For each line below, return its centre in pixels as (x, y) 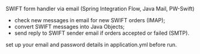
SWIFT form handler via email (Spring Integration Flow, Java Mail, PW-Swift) (100, 9)
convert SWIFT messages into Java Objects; (69, 27)
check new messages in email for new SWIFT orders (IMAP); (90, 20)
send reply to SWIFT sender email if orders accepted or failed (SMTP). (102, 33)
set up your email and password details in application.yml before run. (91, 45)
